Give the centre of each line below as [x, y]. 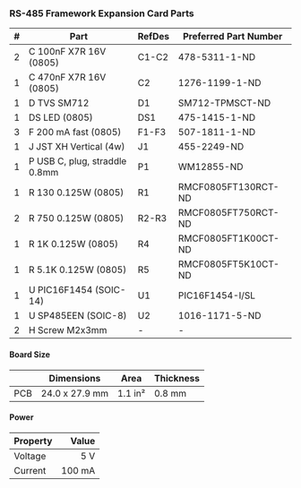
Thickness [176, 378]
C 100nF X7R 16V [67, 52]
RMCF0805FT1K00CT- [228, 238]
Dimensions [75, 378]
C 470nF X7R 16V [67, 77]
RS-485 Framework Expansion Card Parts [102, 13]
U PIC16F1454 [60, 290]
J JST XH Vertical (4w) [77, 147]
